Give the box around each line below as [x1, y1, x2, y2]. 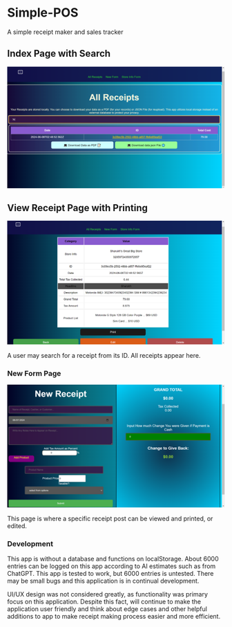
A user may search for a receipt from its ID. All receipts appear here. [7, 352, 201, 360]
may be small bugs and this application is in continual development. [7, 576, 200, 585]
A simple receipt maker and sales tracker [7, 28, 124, 36]
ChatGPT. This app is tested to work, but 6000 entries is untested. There [7, 570, 214, 578]
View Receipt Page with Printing [7, 202, 148, 214]
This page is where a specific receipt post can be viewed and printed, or [7, 514, 213, 522]
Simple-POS [7, 5, 79, 21]
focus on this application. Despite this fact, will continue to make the [7, 597, 202, 606]
